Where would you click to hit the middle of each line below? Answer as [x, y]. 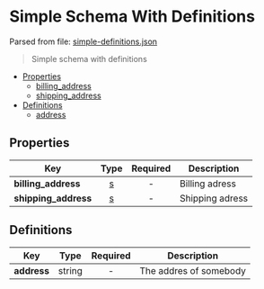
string [70, 270]
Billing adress [207, 184]
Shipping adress [214, 198]
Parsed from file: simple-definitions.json [84, 41]
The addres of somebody [193, 270]
